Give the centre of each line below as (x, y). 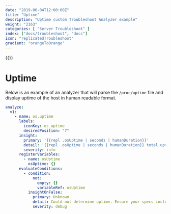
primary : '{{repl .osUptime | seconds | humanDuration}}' (86, 140)
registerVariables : (39, 154)
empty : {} (48, 183)
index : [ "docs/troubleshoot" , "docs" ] (46, 34)
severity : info (40, 150)
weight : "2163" (21, 24)
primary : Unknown (51, 197)
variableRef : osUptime (61, 188)
